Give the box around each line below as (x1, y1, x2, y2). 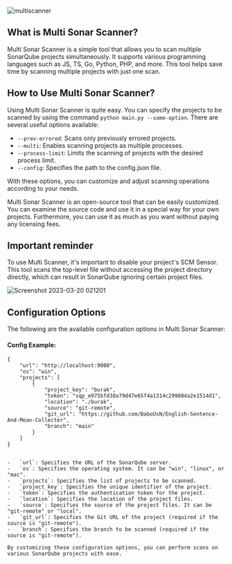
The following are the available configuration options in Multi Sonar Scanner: (7, 325, 226, 333)
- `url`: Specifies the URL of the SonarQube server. (7, 459, 172, 466)
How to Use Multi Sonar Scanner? (7, 87, 155, 99)
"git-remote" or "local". (7, 508, 82, 515)
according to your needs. (7, 184, 79, 192)
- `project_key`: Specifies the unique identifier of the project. (7, 484, 213, 490)
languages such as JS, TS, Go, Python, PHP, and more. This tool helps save (7, 60, 223, 68)
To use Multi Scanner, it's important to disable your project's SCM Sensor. (7, 258, 218, 266)
